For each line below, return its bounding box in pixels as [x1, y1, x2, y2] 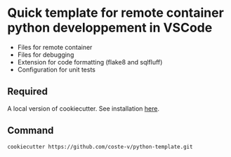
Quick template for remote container [7, 5, 225, 21]
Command [7, 125, 54, 137]
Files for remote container [17, 43, 93, 51]
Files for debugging [17, 50, 74, 59]
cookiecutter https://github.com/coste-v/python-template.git [7, 143, 193, 150]
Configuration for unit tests [17, 65, 96, 74]
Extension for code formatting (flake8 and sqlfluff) [17, 57, 163, 66]
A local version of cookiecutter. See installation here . [7, 104, 160, 113]
